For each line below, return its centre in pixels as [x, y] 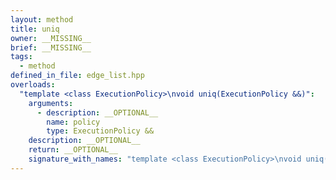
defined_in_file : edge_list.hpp [77, 76]
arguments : [51, 103]
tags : [21, 57]
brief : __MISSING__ [51, 47]
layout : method [42, 19]
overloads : [33, 85]
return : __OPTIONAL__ [73, 150]
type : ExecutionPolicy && [100, 131]
